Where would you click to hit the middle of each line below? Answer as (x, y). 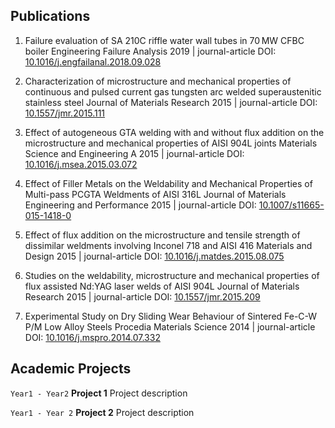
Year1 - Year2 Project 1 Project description (99, 393)
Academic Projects (71, 369)
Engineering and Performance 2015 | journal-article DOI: (140, 205)
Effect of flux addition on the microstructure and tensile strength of (162, 235)
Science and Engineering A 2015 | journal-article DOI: (134, 153)
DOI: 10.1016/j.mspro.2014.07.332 (92, 337)
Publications (50, 16)
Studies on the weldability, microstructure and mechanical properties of (172, 275)
